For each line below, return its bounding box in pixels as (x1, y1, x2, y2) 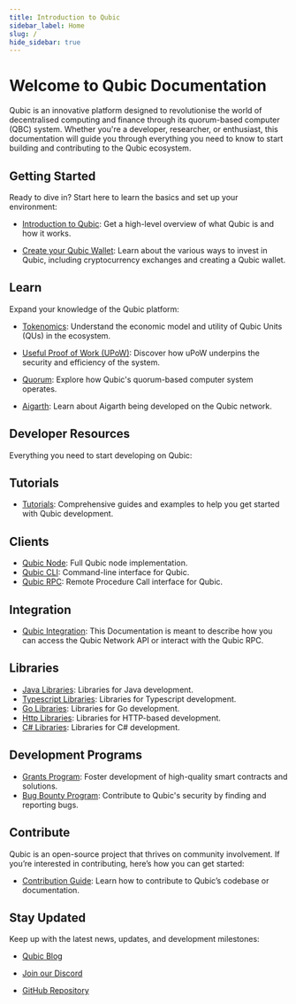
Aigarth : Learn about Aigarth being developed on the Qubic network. (21, 401, 272, 411)
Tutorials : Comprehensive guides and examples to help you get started (21, 499, 280, 510)
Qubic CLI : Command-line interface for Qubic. (21, 567, 190, 578)
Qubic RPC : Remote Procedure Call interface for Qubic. (21, 577, 224, 588)
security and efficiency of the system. (21, 356, 161, 368)
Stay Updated (9, 910, 87, 925)
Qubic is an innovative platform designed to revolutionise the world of (9, 105, 262, 116)
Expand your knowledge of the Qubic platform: (9, 303, 179, 315)
